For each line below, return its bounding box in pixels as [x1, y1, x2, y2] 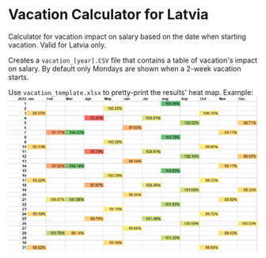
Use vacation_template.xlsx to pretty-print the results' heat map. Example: [8, 87, 253, 97]
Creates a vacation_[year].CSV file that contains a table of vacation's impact [8, 55, 258, 65]
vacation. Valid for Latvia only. [8, 40, 107, 49]
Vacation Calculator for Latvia [8, 6, 209, 24]
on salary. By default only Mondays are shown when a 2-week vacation [8, 63, 241, 73]
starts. [8, 72, 29, 82]
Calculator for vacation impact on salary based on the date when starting [8, 32, 247, 41]
